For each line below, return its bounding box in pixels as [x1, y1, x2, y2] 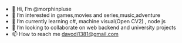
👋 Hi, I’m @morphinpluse [11, 6, 72, 12]
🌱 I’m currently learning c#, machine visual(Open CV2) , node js [11, 18, 166, 24]
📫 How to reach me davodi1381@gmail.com [11, 31, 119, 37]
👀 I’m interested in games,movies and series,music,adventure [11, 12, 160, 19]
